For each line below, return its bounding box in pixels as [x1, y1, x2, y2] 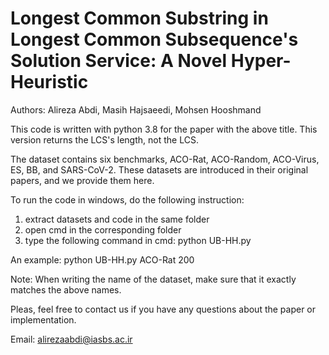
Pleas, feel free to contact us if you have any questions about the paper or [10, 303, 317, 315]
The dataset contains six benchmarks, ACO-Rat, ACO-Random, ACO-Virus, [10, 153, 320, 165]
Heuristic [10, 71, 89, 94]
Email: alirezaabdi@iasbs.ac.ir [10, 333, 133, 345]
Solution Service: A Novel [10, 50, 228, 72]
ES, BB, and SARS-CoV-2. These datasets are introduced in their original [10, 163, 309, 176]
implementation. [10, 313, 77, 326]
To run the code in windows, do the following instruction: [10, 193, 245, 206]
